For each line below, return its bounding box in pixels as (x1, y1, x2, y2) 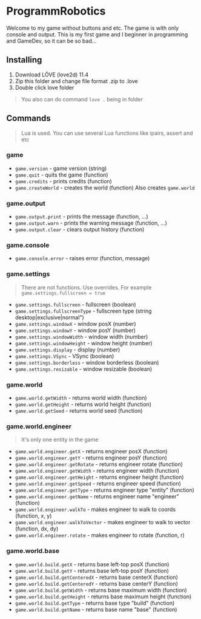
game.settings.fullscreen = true (21, 290, 106, 296)
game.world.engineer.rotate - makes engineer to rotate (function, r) (15, 532, 185, 539)
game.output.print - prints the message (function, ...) (15, 213, 148, 220)
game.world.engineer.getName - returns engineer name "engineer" (15, 493, 180, 500)
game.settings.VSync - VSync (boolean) (15, 352, 114, 359)
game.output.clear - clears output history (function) (15, 226, 145, 233)
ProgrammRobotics (6, 4, 106, 18)
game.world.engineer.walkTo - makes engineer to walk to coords (15, 506, 176, 513)
